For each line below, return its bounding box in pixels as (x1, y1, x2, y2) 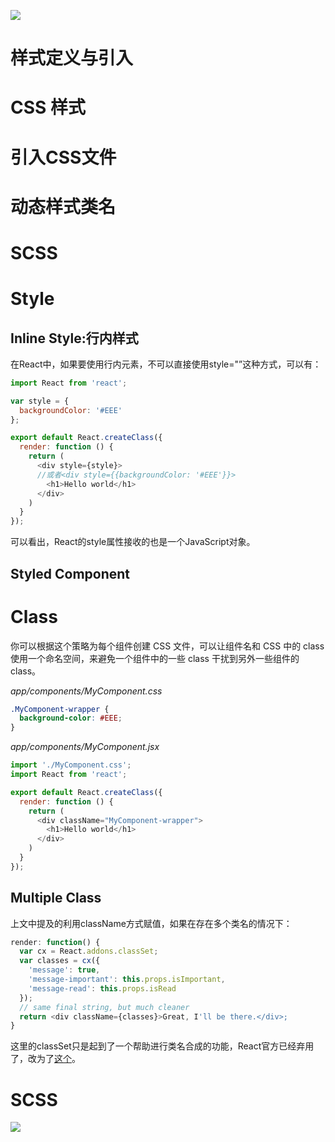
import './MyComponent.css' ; (10, 760, 132, 770)
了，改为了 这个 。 (10, 1053, 81, 1065)
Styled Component (10, 565, 131, 582)
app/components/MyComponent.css (10, 685, 163, 697)
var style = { (10, 396, 70, 406)
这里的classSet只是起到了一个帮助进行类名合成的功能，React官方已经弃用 (10, 1040, 315, 1052)
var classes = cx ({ (19, 956, 101, 966)
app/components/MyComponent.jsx (10, 741, 160, 753)
